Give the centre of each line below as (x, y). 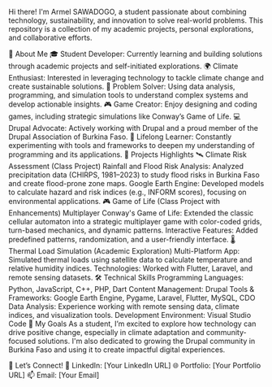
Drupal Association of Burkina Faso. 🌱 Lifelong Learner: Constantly (120, 137)
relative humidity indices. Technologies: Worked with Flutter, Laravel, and (131, 268)
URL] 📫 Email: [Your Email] (54, 375)
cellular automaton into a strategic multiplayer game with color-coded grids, (135, 222)
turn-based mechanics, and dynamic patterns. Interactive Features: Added (133, 230)
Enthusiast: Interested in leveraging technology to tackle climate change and (136, 78)
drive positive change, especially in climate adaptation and (106, 332)
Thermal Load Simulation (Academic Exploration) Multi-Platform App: (124, 251)
